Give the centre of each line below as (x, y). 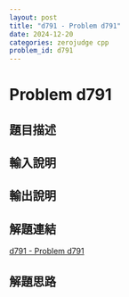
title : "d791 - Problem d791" (65, 26)
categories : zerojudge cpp (59, 42)
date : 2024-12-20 (41, 34)
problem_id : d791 (41, 51)
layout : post (33, 17)
